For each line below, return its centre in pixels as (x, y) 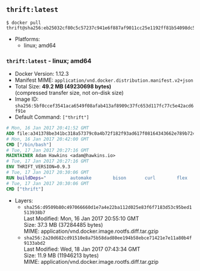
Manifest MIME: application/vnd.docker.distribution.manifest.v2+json (104, 80)
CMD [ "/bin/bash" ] (29, 144)
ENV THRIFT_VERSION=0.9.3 (38, 167)
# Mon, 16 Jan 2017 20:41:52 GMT (48, 128)
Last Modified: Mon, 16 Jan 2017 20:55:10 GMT (81, 218)
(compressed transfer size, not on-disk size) (69, 93)
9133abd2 (35, 243)
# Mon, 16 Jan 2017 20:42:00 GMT (48, 139)
